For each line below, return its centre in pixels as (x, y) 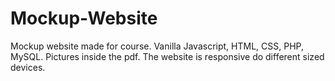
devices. (28, 67)
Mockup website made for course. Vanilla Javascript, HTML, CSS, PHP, (157, 46)
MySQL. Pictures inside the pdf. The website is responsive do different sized (167, 56)
